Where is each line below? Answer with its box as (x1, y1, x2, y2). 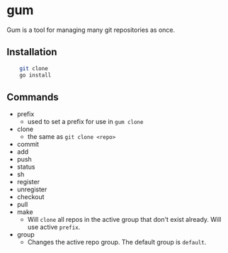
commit (16, 140, 40, 149)
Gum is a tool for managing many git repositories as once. (6, 26, 176, 34)
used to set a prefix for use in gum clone (27, 118, 144, 126)
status (16, 162, 35, 172)
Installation (6, 46, 57, 58)
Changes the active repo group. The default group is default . (27, 238, 207, 247)
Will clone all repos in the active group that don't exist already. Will (27, 215, 222, 224)
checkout (16, 193, 45, 201)
